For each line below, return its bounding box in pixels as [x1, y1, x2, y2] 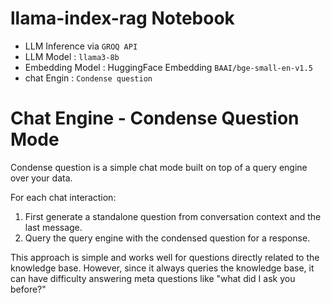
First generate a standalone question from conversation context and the [24, 210, 322, 222]
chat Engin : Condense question [24, 72, 153, 84]
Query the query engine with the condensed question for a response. [24, 232, 311, 244]
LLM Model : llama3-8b [24, 50, 120, 62]
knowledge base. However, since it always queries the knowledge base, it [10, 262, 315, 274]
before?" [10, 283, 47, 295]
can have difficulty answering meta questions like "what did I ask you [10, 272, 296, 284]
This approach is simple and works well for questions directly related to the [10, 251, 320, 263]
